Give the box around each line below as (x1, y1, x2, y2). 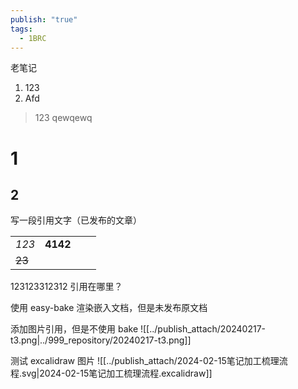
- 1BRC (19, 33, 47, 43)
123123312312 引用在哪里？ (10, 281, 123, 293)
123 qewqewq (34, 112, 93, 124)
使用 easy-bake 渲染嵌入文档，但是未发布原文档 (10, 302, 208, 314)
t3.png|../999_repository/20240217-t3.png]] (10, 334, 192, 346)
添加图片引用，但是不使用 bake (10, 323, 139, 335)
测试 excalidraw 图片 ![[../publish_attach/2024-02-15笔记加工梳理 (10, 355, 280, 367)
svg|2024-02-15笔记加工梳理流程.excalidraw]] (21, 367, 213, 380)
